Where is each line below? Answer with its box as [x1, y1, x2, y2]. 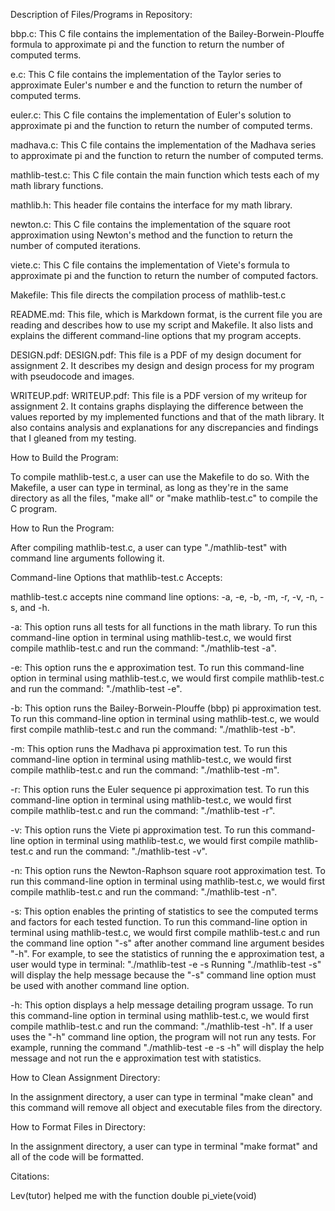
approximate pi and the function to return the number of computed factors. [10, 270, 319, 281]
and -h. [19, 602, 50, 613]
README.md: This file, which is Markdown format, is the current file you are [10, 309, 323, 320]
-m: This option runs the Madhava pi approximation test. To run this [10, 743, 288, 754]
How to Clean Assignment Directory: [10, 1072, 161, 1083]
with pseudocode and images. [10, 370, 135, 382]
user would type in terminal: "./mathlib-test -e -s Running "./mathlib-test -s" [10, 959, 322, 970]
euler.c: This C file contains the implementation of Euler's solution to [10, 109, 292, 121]
